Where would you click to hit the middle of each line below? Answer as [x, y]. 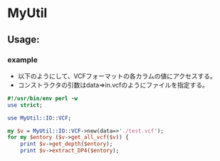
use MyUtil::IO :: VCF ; [40, 118]
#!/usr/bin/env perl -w [43, 98]
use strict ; [25, 105]
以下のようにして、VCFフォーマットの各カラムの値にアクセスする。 [117, 76]
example [22, 60]
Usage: [24, 40]
